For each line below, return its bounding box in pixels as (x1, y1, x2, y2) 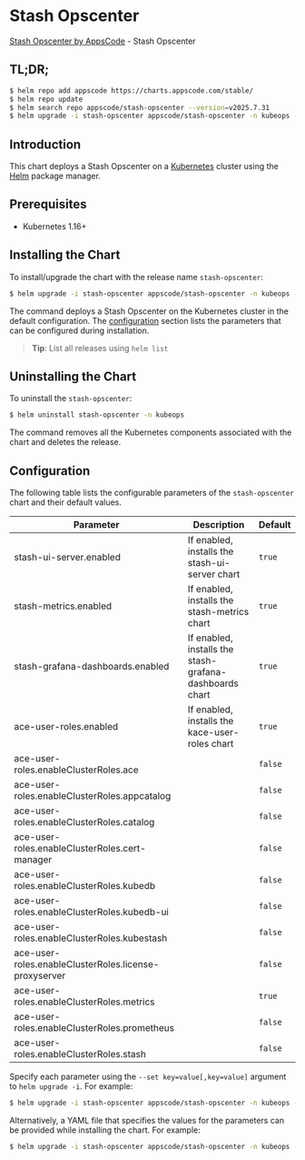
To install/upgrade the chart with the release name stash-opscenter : (9, 271, 263, 282)
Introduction (9, 136, 82, 152)
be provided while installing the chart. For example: (9, 1125, 202, 1135)
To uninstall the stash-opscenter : (9, 393, 133, 404)
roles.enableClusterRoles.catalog (14, 816, 155, 829)
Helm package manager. (9, 170, 102, 182)
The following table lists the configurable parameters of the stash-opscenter (9, 488, 295, 499)
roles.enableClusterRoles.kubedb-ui (14, 906, 170, 919)
